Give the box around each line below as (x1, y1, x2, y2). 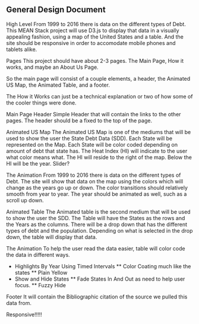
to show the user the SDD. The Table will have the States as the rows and (6, 214, 185, 221)
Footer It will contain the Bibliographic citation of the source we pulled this (6, 293, 188, 300)
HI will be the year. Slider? (6, 160, 70, 167)
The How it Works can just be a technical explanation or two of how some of (6, 93, 193, 100)
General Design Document (6, 5, 106, 15)
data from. (6, 299, 31, 306)
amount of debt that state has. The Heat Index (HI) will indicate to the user (6, 147, 188, 154)
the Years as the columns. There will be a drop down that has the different (6, 221, 188, 228)
